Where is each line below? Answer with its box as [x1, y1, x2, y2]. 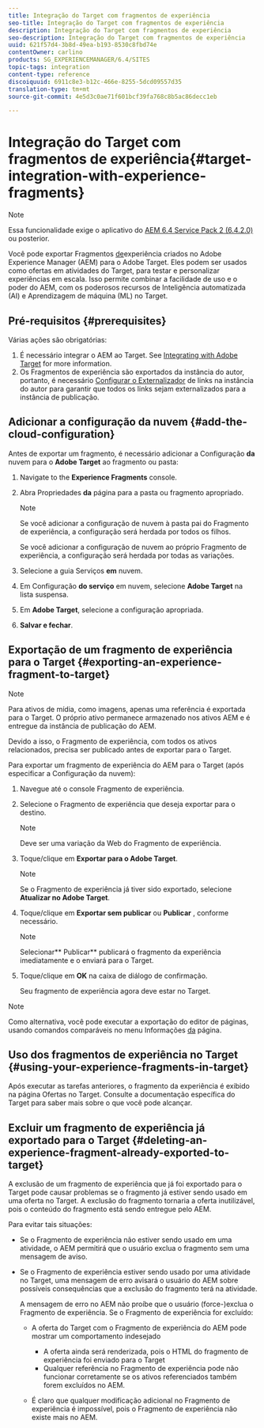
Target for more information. [19, 359, 112, 368]
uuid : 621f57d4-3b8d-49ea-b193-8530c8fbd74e [8, 41, 157, 49]
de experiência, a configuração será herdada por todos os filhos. [19, 527, 232, 536]
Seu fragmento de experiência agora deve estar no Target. [19, 986, 211, 995]
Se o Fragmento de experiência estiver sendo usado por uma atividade [19, 1267, 251, 1277]
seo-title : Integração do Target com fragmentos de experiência [8, 19, 224, 27]
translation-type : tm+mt [8, 85, 90, 93]
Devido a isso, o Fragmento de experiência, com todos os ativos [8, 737, 217, 746]
